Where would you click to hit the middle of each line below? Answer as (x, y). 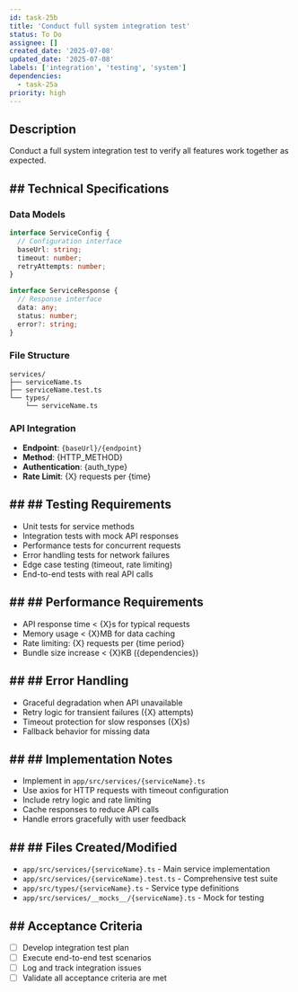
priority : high (38, 93)
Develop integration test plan (75, 947)
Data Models (37, 214)
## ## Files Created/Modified (93, 847)
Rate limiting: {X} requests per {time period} (103, 642)
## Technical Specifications (89, 188)
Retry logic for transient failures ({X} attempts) (108, 712)
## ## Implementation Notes (91, 759)
